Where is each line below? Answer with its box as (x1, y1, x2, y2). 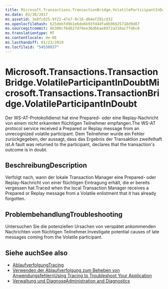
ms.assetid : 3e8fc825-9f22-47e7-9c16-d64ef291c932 (5, 17, 113, 22)
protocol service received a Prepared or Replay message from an (5, 125, 139, 131)
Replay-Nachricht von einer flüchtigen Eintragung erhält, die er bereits (5, 180, 150, 186)
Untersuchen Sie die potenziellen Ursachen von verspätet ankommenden (5, 223, 156, 229)
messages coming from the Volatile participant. (5, 234, 102, 240)
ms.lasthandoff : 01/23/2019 (5, 40, 64, 45)
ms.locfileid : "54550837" (5, 45, 59, 50)
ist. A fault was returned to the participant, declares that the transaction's (5, 141, 155, 147)
